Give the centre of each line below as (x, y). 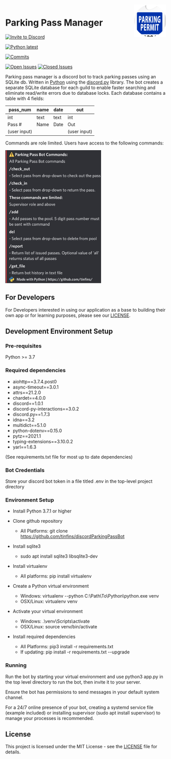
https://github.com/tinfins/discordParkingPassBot (72, 537)
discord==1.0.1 (28, 403)
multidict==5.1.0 (29, 425)
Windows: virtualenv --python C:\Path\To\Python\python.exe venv (90, 596)
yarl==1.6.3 (25, 447)
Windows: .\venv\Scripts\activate (55, 621)
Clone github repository (38, 521)
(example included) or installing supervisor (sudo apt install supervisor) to (83, 713)
